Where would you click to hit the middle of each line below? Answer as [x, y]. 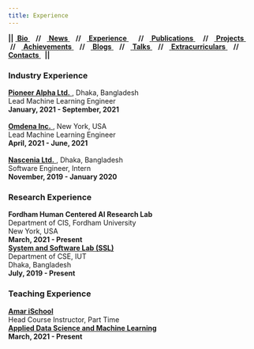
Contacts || [29, 55]
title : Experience [38, 15]
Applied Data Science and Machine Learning [82, 328]
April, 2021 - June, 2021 [48, 142]
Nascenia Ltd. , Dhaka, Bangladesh [66, 160]
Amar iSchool [31, 311]
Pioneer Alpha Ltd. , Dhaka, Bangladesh [74, 93]
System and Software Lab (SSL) [61, 248]
